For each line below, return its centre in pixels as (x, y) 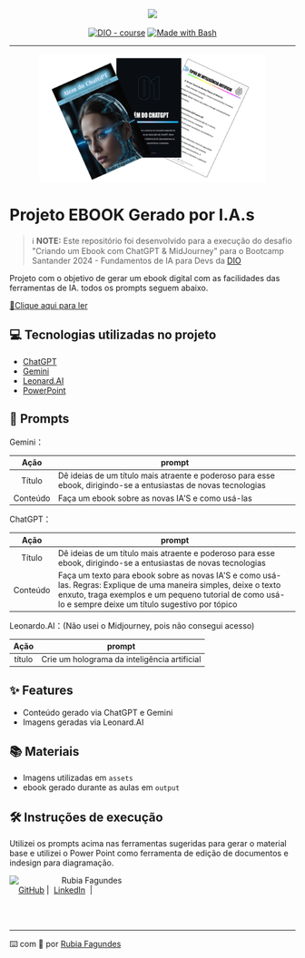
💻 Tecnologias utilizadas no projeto (113, 335)
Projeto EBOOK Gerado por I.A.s (132, 215)
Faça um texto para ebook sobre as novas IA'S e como (159, 575)
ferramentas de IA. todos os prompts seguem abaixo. (109, 288)
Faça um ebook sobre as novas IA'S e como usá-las (155, 498)
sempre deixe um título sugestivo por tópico (156, 604)
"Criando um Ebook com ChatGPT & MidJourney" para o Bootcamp (157, 250)
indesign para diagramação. (62, 863)
